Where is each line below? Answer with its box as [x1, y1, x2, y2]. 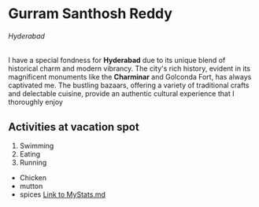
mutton [19, 182, 43, 191]
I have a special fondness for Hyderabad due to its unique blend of [8, 56, 226, 65]
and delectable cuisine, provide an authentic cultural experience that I [8, 89, 235, 98]
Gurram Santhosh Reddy [8, 5, 173, 23]
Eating [19, 150, 41, 159]
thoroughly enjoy [8, 98, 63, 107]
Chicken [19, 173, 47, 183]
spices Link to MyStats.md [19, 190, 106, 199]
